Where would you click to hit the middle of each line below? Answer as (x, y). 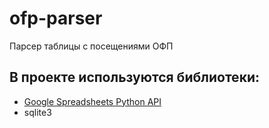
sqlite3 (37, 112)
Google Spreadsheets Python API (92, 101)
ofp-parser (56, 18)
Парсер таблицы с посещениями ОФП (91, 46)
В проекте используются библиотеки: (134, 77)
